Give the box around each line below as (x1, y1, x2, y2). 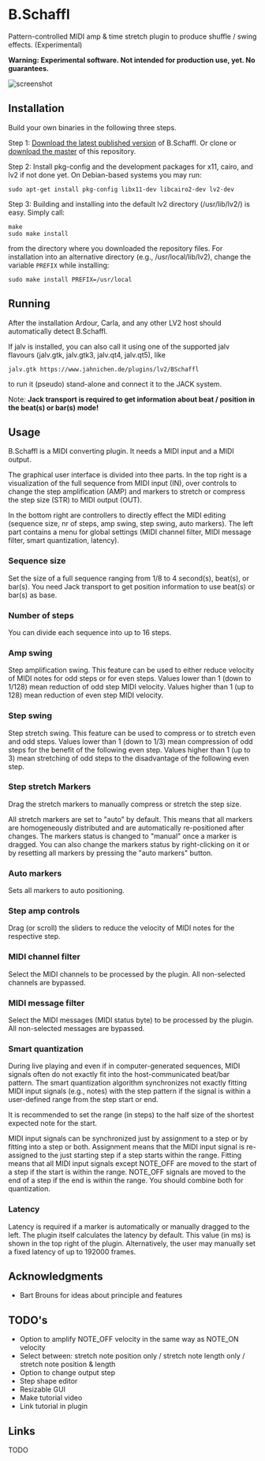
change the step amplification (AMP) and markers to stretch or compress (8, 487, 246, 496)
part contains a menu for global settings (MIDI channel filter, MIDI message (8, 527, 252, 537)
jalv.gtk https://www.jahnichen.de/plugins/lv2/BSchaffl (8, 365, 200, 373)
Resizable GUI (19, 1384, 65, 1394)
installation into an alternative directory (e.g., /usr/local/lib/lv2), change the (8, 252, 251, 261)
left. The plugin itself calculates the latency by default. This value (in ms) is (8, 1230, 251, 1239)
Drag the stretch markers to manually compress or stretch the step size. (8, 799, 242, 809)
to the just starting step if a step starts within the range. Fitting (39, 1150, 242, 1160)
